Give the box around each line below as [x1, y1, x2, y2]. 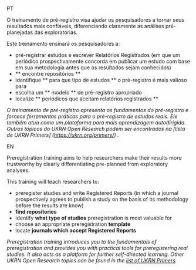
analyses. [6, 167, 30, 174]
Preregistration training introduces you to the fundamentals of [6, 238, 157, 245]
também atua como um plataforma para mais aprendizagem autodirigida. [6, 119, 187, 126]
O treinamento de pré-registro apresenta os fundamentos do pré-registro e [6, 107, 189, 113]
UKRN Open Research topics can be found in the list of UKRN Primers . [6, 257, 177, 264]
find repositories [15, 208, 58, 215]
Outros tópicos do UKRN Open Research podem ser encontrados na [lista [6, 126, 185, 132]
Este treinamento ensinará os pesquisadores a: [6, 41, 120, 47]
